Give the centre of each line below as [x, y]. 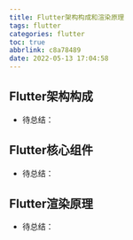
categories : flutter [47, 34]
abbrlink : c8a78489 [45, 50]
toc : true [27, 42]
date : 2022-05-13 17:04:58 [59, 58]
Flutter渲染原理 [51, 204]
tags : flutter [35, 26]
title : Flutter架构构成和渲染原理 [67, 17]
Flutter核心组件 [51, 150]
